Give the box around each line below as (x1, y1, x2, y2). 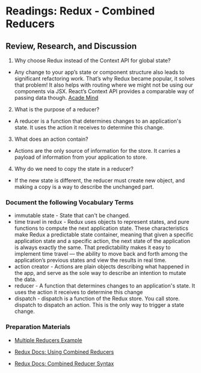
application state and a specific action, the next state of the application (14, 238, 191, 245)
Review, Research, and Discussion (5, 41, 137, 51)
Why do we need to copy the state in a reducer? (14, 165, 134, 172)
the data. (14, 276, 37, 283)
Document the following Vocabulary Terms (5, 198, 134, 206)
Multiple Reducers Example (14, 336, 82, 344)
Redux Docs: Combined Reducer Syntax (14, 360, 114, 367)
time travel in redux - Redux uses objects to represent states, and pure (14, 218, 190, 226)
